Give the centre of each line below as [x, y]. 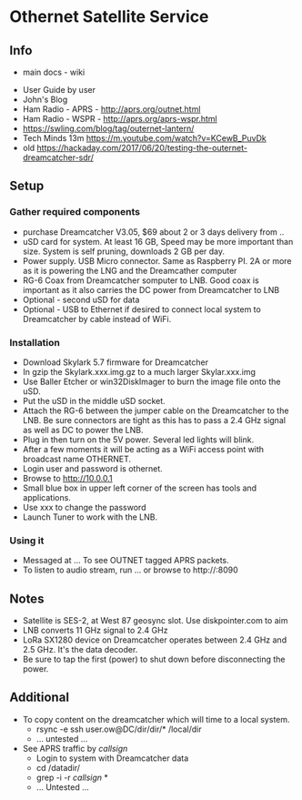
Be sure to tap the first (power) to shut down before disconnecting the [154, 659]
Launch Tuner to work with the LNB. [90, 517]
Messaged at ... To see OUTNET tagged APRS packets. [126, 561]
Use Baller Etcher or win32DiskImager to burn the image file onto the [151, 381]
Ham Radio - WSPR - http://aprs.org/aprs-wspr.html [120, 119]
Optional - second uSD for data [81, 299]
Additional [40, 698]
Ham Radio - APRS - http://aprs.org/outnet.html [111, 109]
